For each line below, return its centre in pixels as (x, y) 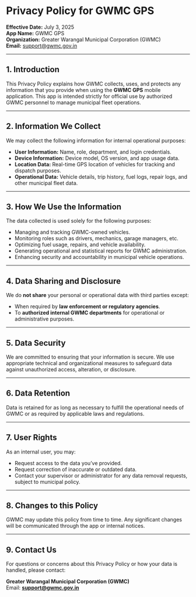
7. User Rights (32, 438)
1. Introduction (33, 69)
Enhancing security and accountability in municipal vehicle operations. (99, 257)
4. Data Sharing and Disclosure (64, 281)
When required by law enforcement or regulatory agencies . (87, 306)
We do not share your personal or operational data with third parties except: (97, 295)
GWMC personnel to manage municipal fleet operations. (73, 102)
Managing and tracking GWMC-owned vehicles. (72, 232)
